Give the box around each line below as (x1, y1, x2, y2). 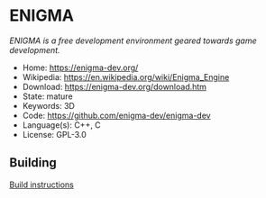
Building (9, 155, 57, 171)
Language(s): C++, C (22, 119, 101, 130)
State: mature (22, 91, 74, 102)
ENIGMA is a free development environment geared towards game (9, 35, 257, 46)
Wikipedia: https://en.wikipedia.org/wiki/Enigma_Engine (22, 71, 230, 82)
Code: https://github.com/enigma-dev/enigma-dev (22, 110, 211, 121)
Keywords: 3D (22, 100, 75, 111)
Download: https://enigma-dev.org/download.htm (22, 81, 207, 92)
